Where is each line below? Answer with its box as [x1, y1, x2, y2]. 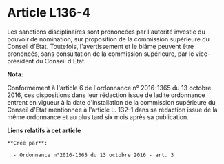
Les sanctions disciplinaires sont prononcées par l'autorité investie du [7, 28, 205, 36]
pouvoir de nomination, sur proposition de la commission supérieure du [7, 34, 210, 43]
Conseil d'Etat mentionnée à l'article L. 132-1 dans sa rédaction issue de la [7, 105, 218, 114]
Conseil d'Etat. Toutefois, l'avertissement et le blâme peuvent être [7, 42, 194, 50]
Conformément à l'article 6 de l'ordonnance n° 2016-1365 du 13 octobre [7, 83, 212, 92]
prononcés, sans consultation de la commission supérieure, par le [7, 50, 194, 58]
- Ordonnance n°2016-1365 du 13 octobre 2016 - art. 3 [13, 152, 174, 158]
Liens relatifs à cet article [7, 126, 81, 134]
